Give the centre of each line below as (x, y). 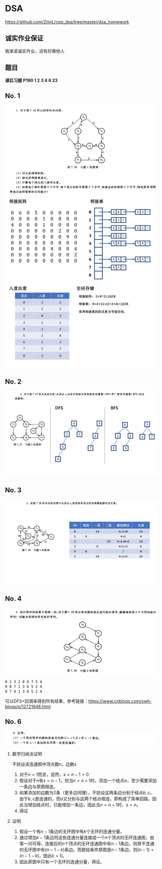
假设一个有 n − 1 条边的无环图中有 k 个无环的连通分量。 (72, 831)
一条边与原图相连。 (39, 787)
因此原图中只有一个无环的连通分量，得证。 (62, 862)
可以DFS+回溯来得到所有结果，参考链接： (47, 701)
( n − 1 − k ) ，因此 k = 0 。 (43, 855)
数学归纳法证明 (27, 754)
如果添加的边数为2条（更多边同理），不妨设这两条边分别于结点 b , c (85, 792)
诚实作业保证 (24, 39)
